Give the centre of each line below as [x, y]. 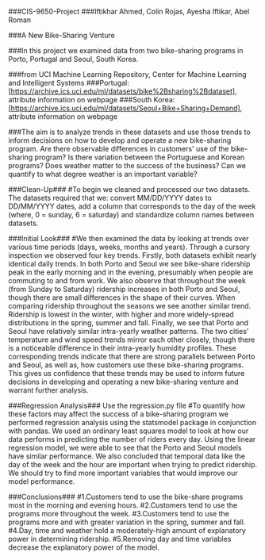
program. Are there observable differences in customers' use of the [119, 149]
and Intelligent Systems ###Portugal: [69, 83]
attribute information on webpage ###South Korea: [92, 100]
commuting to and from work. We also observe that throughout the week [127, 280]
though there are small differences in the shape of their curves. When [122, 297]
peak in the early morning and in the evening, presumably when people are [131, 272]
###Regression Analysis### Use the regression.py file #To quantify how [127, 405]
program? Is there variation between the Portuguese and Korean [140, 157]
